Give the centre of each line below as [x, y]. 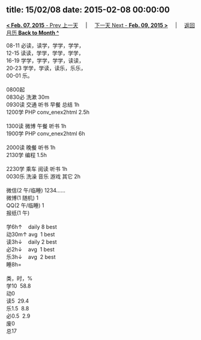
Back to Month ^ [38, 32]
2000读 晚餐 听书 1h [31, 147]
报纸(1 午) [18, 212]
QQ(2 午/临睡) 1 [25, 205]
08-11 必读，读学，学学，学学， [45, 45]
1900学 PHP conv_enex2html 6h [46, 133]
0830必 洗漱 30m [28, 97]
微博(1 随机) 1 [22, 197]
